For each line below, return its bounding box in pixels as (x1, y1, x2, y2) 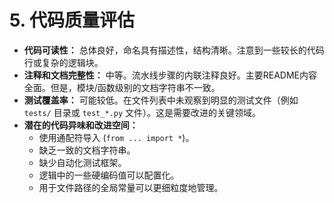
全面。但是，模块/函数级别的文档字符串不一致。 (23, 81, 221, 93)
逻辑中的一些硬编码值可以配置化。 (38, 169, 180, 181)
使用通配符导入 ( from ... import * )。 (38, 131, 195, 143)
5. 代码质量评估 (9, 9, 135, 32)
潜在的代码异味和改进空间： (23, 119, 139, 131)
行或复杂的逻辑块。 (23, 56, 104, 68)
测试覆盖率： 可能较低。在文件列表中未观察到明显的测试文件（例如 (23, 94, 299, 106)
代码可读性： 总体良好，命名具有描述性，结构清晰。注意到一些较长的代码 (23, 44, 325, 56)
